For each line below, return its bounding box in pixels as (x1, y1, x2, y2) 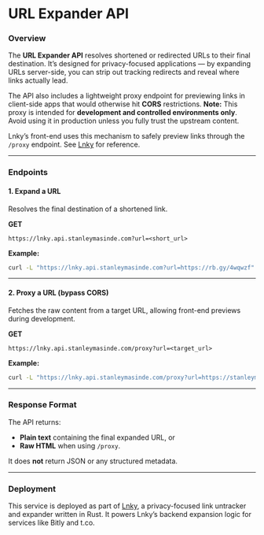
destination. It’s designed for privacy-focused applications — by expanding (8, 59, 251, 69)
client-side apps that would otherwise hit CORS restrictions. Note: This (8, 99, 238, 109)
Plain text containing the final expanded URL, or (19, 433, 175, 442)
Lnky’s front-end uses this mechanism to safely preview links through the (8, 132, 245, 141)
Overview (8, 33, 46, 44)
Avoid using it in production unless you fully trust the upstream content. (8, 116, 240, 126)
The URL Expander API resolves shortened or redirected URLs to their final (8, 50, 251, 60)
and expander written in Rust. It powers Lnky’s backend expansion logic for (8, 510, 251, 519)
